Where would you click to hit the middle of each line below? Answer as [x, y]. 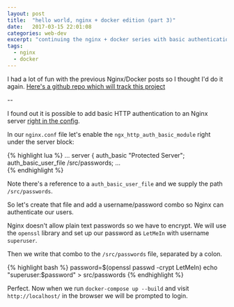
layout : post [26, 14]
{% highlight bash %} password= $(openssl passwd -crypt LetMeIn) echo [112, 267]
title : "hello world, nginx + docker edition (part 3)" [92, 20]
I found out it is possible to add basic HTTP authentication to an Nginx [108, 113]
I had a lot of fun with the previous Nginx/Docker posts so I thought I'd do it [115, 79]
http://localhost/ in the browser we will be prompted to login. [97, 295]
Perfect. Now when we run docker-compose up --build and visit [98, 288]
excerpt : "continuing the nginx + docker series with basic [96, 40]
